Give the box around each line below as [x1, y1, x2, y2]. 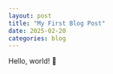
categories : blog [8, 34, 67, 43]
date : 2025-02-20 [8, 27, 67, 35]
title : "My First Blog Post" [8, 19, 106, 27]
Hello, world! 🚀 [8, 56, 57, 66]
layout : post [8, 11, 52, 20]
